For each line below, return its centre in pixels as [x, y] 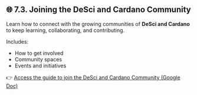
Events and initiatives [40, 65]
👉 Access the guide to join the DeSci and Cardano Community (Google [93, 77]
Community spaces [38, 59]
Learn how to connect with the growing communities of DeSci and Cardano [98, 24]
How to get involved [39, 53]
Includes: [17, 41]
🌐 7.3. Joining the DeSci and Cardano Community [98, 10]
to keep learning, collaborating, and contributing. [65, 30]
